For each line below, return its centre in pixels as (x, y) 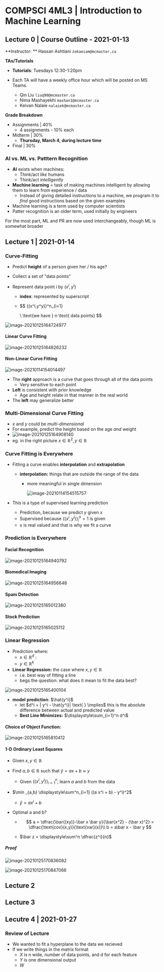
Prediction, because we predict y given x (61, 512)
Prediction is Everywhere (36, 538)
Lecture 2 (20, 886)
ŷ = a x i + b (31, 802)
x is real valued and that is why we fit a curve (66, 525)
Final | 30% (24, 146)
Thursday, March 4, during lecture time (61, 140)
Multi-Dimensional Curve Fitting (44, 413)
